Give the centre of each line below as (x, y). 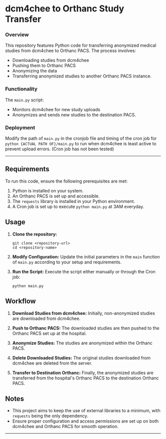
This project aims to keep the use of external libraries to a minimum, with (86, 411)
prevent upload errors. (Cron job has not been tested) (60, 149)
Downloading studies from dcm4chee (51, 61)
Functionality (21, 89)
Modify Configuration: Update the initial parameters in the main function (86, 256)
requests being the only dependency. (50, 416)
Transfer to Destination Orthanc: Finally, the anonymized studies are (83, 373)
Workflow (21, 301)
